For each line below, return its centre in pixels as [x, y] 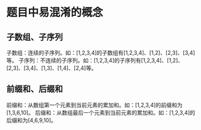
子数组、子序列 [35, 37]
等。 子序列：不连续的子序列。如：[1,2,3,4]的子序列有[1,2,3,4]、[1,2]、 [95, 60]
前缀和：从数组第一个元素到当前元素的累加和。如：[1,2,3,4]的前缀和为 [94, 105]
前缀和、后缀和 [35, 89]
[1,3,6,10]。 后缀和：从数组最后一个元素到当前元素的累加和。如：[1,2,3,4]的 [101, 112]
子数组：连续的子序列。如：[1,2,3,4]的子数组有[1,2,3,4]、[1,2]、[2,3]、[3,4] [101, 53]
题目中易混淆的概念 [55, 13]
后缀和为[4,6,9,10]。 [32, 120]
